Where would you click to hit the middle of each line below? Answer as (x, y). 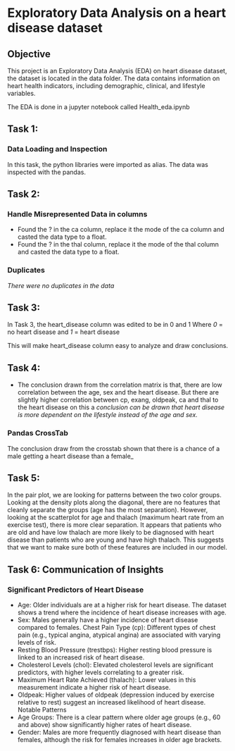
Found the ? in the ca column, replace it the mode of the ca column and (121, 230)
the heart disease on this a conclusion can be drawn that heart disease (121, 407)
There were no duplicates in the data (61, 285)
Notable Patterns (42, 710)
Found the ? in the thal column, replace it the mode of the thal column (118, 244)
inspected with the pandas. (47, 172)
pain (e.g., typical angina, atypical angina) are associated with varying (119, 635)
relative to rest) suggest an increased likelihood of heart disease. (112, 702)
